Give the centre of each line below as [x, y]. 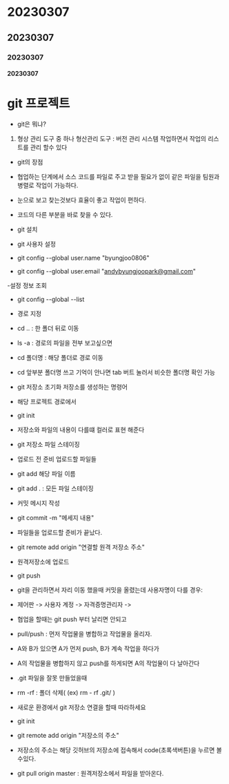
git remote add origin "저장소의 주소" [68, 736]
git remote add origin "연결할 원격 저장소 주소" [81, 547]
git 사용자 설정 [37, 244]
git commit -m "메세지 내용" [56, 518]
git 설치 [27, 229]
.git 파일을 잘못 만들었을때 [52, 678]
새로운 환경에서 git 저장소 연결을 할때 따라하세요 [81, 707]
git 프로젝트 [39, 104]
